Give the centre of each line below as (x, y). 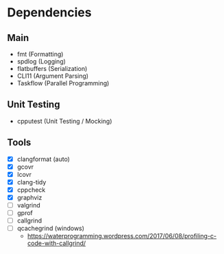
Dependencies (49, 13)
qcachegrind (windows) (50, 228)
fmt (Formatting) (40, 54)
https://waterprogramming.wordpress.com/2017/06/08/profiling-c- (122, 236)
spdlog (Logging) (41, 61)
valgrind (29, 205)
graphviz (29, 197)
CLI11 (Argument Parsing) (53, 76)
